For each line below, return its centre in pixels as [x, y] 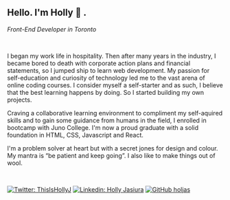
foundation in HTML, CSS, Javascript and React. [76, 135]
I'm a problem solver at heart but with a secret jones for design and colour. [113, 148]
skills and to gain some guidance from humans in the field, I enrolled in [107, 120]
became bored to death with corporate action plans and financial [99, 63]
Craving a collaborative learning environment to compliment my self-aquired [115, 113]
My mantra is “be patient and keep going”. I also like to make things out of [111, 155]
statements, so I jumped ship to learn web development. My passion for [108, 70]
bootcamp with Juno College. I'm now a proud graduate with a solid [103, 127]
